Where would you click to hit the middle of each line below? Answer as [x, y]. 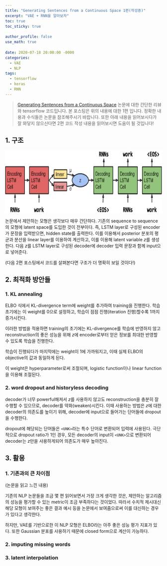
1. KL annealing [24, 294]
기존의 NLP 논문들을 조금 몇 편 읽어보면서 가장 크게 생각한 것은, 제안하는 [75, 496]
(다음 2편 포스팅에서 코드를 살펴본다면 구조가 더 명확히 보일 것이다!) [70, 262]
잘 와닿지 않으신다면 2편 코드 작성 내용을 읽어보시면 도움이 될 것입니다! [85, 123]
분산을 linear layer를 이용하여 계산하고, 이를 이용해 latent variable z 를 [82, 239]
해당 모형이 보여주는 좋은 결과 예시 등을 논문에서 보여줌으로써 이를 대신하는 [78, 508]
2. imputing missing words [38, 545]
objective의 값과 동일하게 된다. [35, 358]
